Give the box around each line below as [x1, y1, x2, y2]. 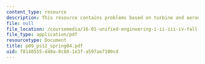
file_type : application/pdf [6, 32, 78, 38]
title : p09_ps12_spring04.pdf [6, 43, 84, 49]
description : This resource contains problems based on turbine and [6, 15, 184, 21]
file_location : [6, 26, 45, 32]
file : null [6, 20, 34, 26]
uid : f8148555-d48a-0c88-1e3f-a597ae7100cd [6, 49, 119, 55]
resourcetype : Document [6, 37, 67, 43]
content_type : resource [6, 9, 67, 15]
